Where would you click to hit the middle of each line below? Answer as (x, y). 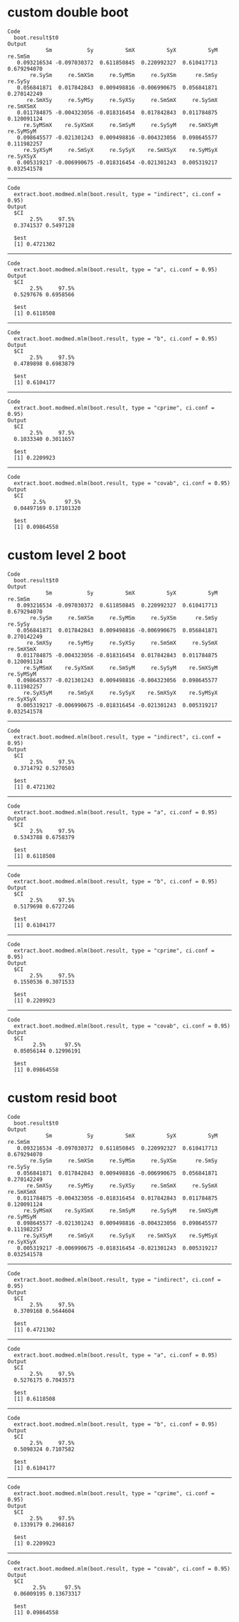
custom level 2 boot (67, 556)
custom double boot (68, 12)
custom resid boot (62, 1098)
